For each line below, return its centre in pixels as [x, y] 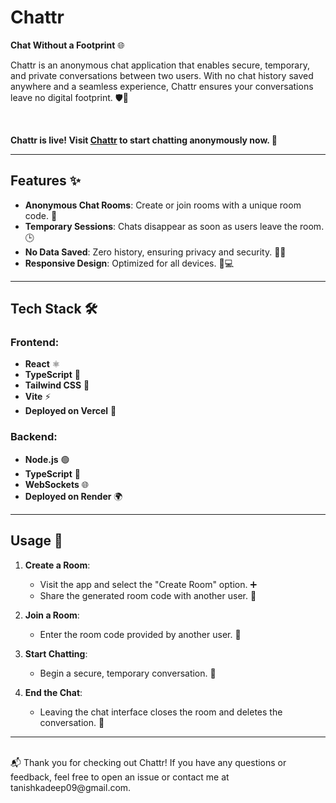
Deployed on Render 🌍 [73, 496]
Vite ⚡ [38, 397]
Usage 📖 [36, 541]
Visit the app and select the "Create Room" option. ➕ [148, 584]
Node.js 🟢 [47, 459]
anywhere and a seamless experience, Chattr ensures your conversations [162, 86]
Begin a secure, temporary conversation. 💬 [128, 673]
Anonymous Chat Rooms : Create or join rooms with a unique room [163, 205]
